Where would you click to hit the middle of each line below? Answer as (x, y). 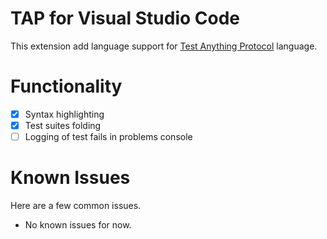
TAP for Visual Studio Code (125, 18)
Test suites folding (63, 125)
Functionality (66, 86)
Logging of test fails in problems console (108, 136)
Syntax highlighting (64, 114)
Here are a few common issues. (76, 205)
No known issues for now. (78, 225)
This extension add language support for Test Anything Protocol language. (164, 46)
